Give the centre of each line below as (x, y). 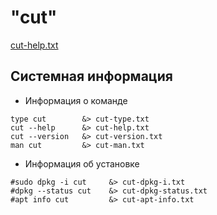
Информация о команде (76, 100)
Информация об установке (82, 163)
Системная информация (91, 76)
